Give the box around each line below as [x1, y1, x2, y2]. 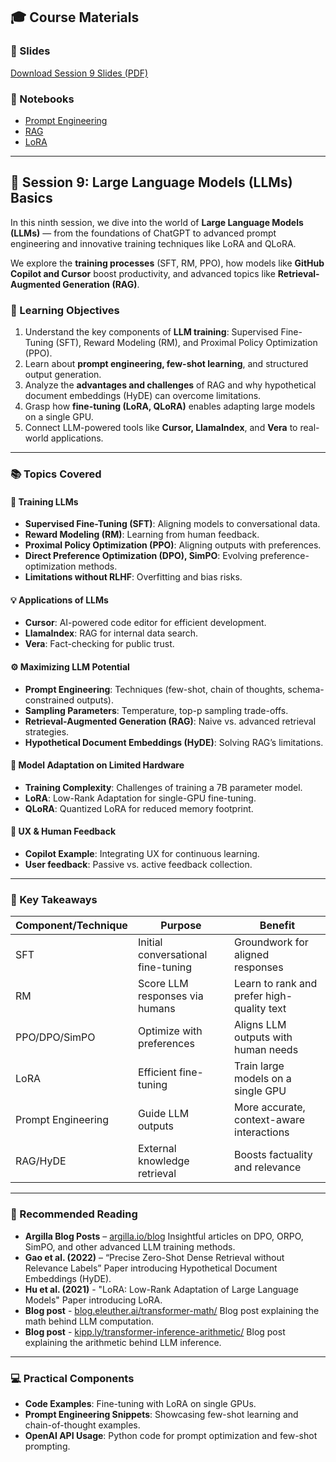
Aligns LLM [234, 1018, 287, 1032]
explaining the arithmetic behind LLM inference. [24, 1336, 222, 1348]
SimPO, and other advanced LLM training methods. [24, 1240, 236, 1253]
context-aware [234, 1113, 306, 1127]
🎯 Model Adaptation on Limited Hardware [10, 759, 185, 771]
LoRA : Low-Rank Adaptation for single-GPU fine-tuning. [24, 792, 257, 804]
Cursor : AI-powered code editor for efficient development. [24, 617, 267, 629]
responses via [137, 989, 204, 1003]
